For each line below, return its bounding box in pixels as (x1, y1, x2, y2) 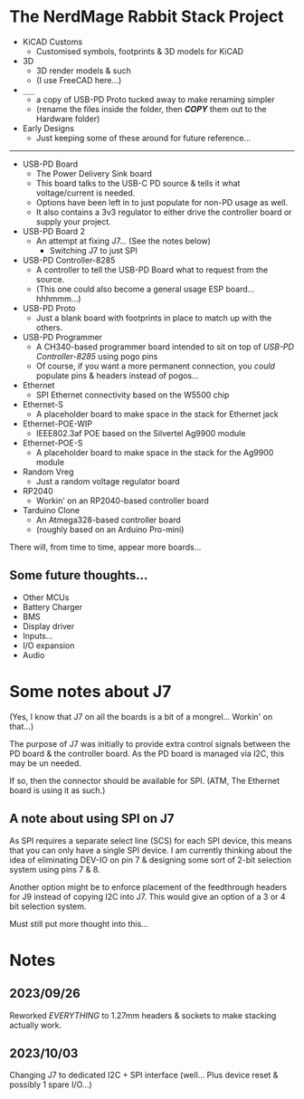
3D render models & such (35, 65, 131, 76)
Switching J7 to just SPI (49, 244, 138, 255)
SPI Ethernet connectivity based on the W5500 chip (35, 389, 230, 400)
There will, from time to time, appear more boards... (9, 541, 202, 552)
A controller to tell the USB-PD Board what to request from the (35, 264, 269, 275)
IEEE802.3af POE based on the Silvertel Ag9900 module (35, 427, 246, 438)
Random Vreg (22, 466, 74, 477)
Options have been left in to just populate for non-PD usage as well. (35, 196, 289, 207)
